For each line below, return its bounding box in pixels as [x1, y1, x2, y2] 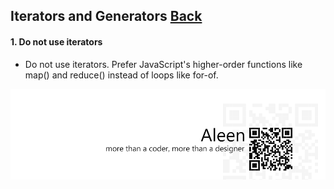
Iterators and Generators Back [10, 8, 203, 25]
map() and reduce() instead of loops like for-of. [24, 69, 219, 81]
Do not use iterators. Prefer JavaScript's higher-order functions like [24, 58, 303, 70]
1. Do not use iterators [10, 35, 103, 48]
